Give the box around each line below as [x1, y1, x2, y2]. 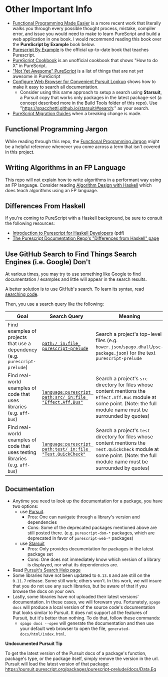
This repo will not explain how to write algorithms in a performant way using [5, 177, 161, 183]
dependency [7, 346, 37, 353]
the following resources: [5, 220, 55, 226]
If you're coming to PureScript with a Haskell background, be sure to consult [5, 215, 162, 221]
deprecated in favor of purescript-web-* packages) [27, 535, 133, 541]
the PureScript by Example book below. [12, 41, 95, 47]
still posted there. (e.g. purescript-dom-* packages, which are [27, 530, 155, 536]
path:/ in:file [42, 341, 78, 346]
